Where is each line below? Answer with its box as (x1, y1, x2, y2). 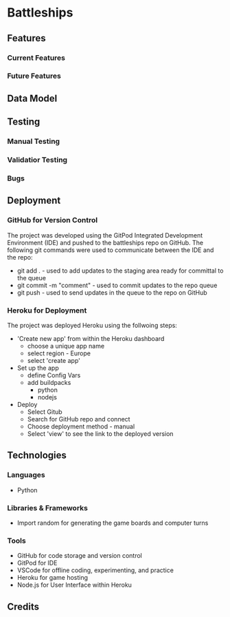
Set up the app (16, 364, 60, 372)
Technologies (7, 450, 67, 461)
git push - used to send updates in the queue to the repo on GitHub (16, 288, 207, 297)
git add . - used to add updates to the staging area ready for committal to (16, 266, 224, 275)
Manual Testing (7, 136, 60, 146)
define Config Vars (27, 370, 81, 379)
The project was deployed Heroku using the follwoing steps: (7, 321, 177, 329)
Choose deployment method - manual (27, 422, 135, 430)
